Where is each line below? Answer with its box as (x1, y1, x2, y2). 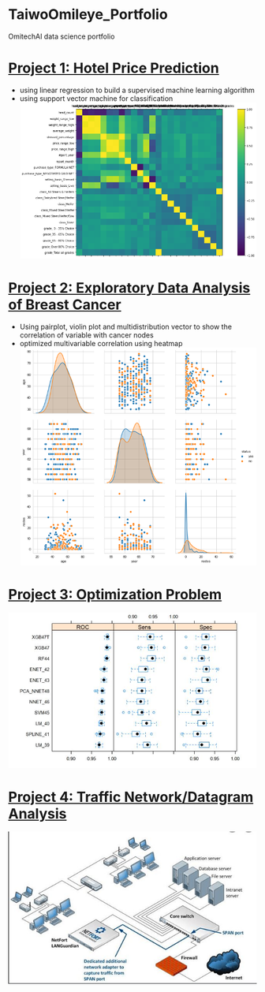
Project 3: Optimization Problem (8, 586, 222, 604)
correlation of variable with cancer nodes (19, 330, 154, 340)
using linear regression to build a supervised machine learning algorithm (19, 85, 255, 95)
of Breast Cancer (8, 296, 121, 314)
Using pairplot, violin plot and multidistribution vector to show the (19, 322, 233, 332)
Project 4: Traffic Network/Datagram (8, 788, 254, 806)
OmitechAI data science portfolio (8, 32, 115, 41)
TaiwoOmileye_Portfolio (8, 6, 168, 24)
